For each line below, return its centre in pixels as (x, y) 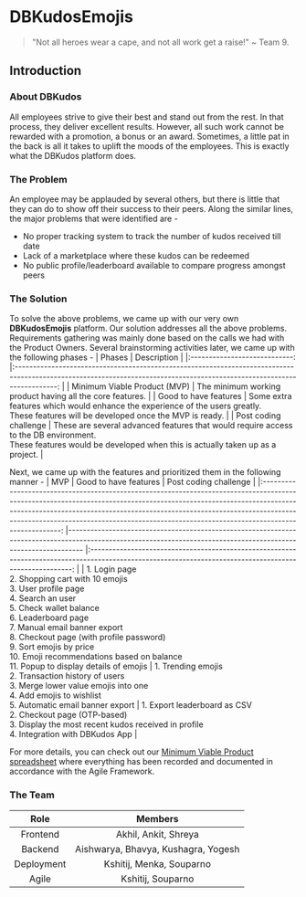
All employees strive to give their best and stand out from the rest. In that (147, 117)
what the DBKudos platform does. (73, 155)
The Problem (39, 179)
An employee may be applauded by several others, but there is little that (145, 199)
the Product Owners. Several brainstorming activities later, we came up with (152, 348)
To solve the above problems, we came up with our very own (124, 319)
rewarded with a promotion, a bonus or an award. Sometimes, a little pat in (149, 136)
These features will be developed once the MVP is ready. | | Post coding (145, 416)
